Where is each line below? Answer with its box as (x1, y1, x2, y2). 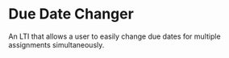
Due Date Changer (8, 5, 135, 23)
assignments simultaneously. (8, 39, 105, 49)
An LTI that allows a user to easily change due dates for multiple (8, 31, 221, 41)
